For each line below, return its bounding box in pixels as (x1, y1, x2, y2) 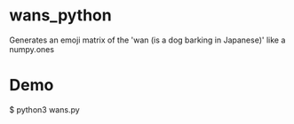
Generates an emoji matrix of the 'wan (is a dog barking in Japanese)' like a (9, 35, 286, 45)
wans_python (9, 5, 113, 26)
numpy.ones (9, 43, 55, 54)
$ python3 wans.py (9, 104, 80, 115)
